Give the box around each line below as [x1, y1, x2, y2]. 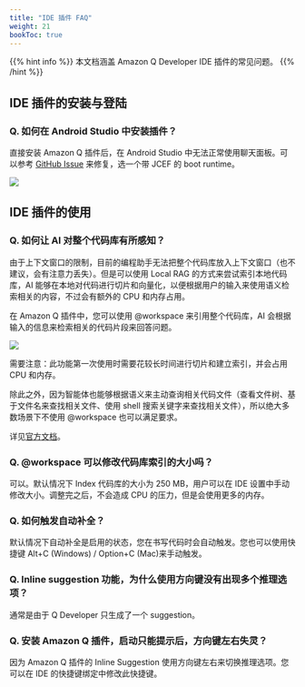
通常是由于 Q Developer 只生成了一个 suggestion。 [9, 609, 201, 620]
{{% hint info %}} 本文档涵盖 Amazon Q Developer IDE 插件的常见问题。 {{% [9, 56, 295, 67]
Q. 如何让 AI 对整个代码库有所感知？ [9, 234, 166, 247]
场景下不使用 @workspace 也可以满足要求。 [16, 411, 183, 422]
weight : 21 [9, 22, 51, 31]
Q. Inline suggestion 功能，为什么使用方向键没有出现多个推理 [9, 573, 279, 586]
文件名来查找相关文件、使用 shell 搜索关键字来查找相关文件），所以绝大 [16, 399, 282, 410]
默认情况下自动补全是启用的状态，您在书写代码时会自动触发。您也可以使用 [9, 537, 288, 548]
